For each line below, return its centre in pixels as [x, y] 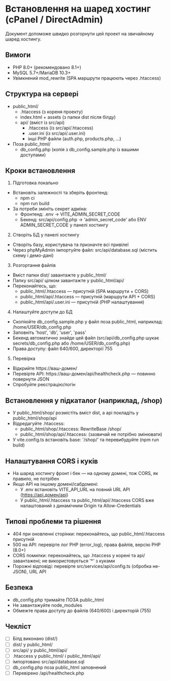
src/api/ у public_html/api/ [40, 650]
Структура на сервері [42, 94]
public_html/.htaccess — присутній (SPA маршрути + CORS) [84, 291]
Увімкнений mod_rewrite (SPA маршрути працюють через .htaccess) [87, 78]
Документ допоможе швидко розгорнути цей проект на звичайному [80, 33]
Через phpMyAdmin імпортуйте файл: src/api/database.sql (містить [85, 250]
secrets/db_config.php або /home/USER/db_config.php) [71, 344]
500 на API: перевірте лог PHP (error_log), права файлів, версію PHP [87, 544]
